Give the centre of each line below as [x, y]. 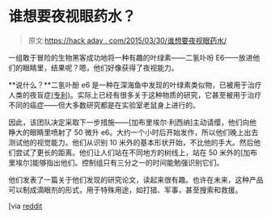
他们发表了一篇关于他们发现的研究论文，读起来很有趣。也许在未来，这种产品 [136, 179]
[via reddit [25, 206]
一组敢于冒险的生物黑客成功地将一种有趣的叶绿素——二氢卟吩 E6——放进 [131, 57]
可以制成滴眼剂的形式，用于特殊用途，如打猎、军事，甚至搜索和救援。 [125, 190]
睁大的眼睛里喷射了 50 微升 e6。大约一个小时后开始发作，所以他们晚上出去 [133, 132]
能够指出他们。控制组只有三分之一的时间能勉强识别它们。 [128, 162]
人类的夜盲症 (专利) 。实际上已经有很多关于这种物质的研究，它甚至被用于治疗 [135, 94]
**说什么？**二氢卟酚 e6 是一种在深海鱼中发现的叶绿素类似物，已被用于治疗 [135, 85]
